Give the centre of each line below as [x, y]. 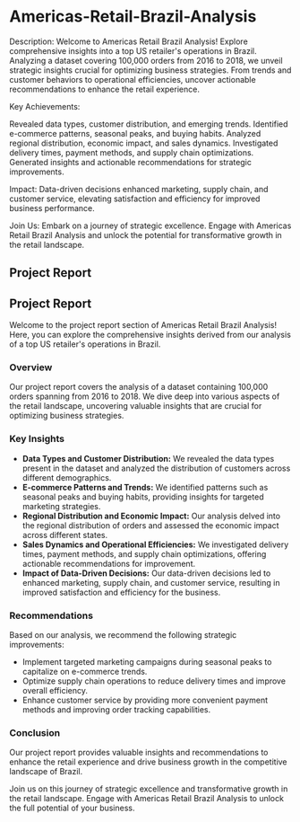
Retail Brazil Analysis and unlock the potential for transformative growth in [146, 234]
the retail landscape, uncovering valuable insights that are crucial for [136, 406]
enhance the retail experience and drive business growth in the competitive [149, 762]
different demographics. [67, 477]
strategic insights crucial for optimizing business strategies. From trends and [150, 70]
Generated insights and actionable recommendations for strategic [131, 162]
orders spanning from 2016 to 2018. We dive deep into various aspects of [145, 396]
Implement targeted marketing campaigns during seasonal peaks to [147, 662]
